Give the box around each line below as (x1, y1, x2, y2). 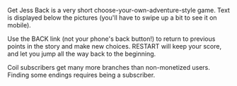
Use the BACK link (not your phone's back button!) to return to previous (7, 35, 216, 43)
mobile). (7, 21, 32, 29)
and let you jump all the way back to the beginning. (7, 49, 156, 58)
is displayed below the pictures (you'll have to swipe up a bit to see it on (7, 13, 217, 22)
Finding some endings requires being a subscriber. (7, 70, 156, 79)
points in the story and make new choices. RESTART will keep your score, (7, 42, 221, 50)
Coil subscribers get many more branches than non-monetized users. (7, 63, 210, 71)
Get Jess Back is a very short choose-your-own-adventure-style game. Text (7, 6, 230, 14)
